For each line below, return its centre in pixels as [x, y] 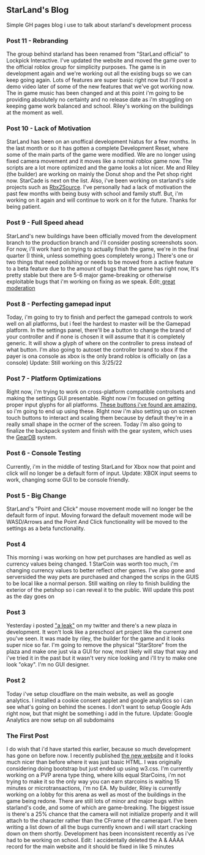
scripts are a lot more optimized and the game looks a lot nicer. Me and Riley [103, 168]
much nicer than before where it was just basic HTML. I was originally [94, 762]
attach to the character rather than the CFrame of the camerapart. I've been [102, 821]
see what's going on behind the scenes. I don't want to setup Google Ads [99, 707]
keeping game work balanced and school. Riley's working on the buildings [100, 106]
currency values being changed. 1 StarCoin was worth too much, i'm [92, 564]
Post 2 [16, 681]
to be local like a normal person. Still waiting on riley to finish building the [98, 583]
